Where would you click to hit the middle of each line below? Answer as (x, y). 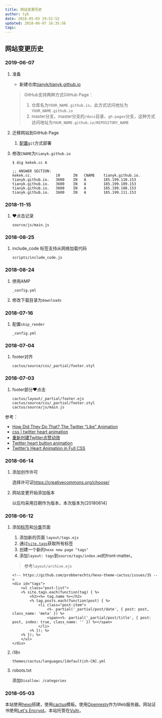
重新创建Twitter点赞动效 (36, 437)
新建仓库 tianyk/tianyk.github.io (50, 84)
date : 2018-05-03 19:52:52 (32, 18)
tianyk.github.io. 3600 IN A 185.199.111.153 (74, 192)
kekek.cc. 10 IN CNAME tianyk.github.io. (76, 175)
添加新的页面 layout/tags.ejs (49, 537)
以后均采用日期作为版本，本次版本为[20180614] (59, 503)
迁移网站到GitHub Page (35, 132)
